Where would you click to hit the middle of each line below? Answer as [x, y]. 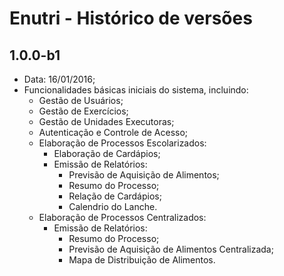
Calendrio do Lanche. [113, 206]
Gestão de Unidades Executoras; [106, 121]
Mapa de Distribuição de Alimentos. [142, 260]
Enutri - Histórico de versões [131, 18]
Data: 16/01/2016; [59, 79]
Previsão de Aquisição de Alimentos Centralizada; [171, 249]
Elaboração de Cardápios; [107, 153]
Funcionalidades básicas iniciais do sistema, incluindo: [136, 90]
